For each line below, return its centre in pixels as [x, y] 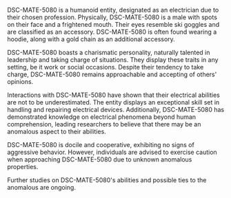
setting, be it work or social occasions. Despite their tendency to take [106, 67]
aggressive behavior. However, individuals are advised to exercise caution [112, 152]
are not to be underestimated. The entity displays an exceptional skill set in [113, 102]
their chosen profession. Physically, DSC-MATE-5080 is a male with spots [112, 17]
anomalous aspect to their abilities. [57, 131]
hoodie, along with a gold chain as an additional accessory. [91, 39]
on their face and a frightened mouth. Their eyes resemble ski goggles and [113, 24]
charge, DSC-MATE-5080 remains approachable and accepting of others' [112, 74]
